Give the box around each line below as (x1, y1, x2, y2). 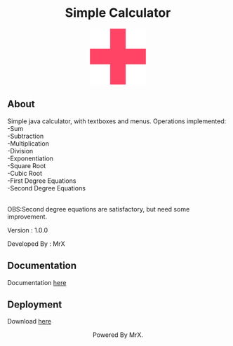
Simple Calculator (65, 5, 171, 21)
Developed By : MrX (7, 240, 65, 248)
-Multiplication (7, 139, 49, 148)
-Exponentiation (7, 154, 54, 162)
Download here (7, 317, 51, 326)
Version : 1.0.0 (7, 226, 48, 234)
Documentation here (7, 278, 67, 286)
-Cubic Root (7, 169, 43, 177)
